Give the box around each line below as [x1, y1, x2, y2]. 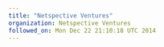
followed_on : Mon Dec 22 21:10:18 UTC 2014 [8, 26, 157, 34]
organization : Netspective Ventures [8, 19, 131, 27]
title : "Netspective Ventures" [8, 11, 113, 20]
